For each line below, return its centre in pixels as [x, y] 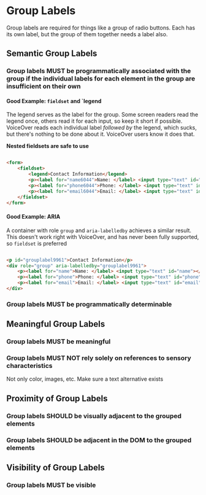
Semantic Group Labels [52, 54]
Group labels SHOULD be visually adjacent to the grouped [94, 416]
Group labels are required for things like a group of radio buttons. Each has [101, 28]
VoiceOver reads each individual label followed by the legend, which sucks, [102, 128]
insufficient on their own [44, 87]
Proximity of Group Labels [57, 398]
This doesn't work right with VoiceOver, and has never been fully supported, [103, 236]
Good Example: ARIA [33, 217]
